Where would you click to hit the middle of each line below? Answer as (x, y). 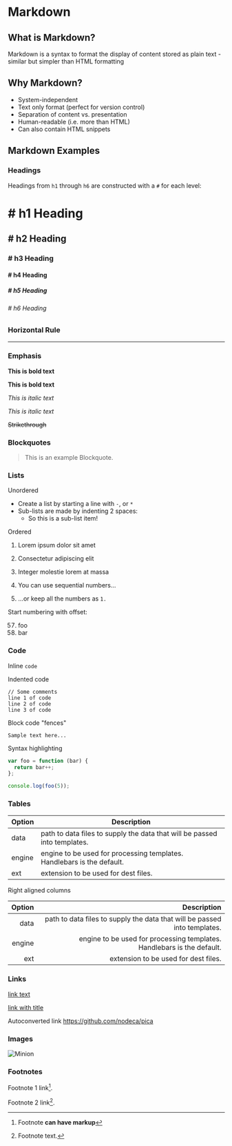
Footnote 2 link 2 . (31, 1102)
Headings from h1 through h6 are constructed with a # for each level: (105, 185)
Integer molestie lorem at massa (63, 572)
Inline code (22, 666)
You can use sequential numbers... (67, 585)
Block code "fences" (37, 723)
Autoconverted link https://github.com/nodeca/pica (81, 1021)
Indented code (29, 679)
